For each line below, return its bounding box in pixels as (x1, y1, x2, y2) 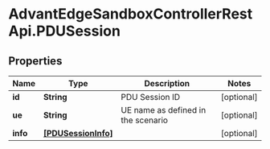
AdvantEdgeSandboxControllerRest (8, 5, 253, 23)
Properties (8, 54, 63, 68)
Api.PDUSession (8, 22, 121, 40)
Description (144, 78, 190, 89)
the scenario (121, 114, 169, 126)
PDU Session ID (121, 92, 181, 102)
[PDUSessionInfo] (43, 128, 114, 139)
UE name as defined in (121, 105, 207, 115)
